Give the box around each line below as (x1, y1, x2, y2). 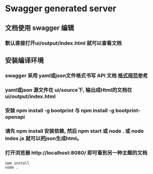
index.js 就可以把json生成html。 (5, 135, 82, 142)
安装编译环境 (5, 56, 44, 64)
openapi (5, 113, 25, 120)
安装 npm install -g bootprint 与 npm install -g (5, 107, 115, 114)
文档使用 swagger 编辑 (5, 24, 74, 32)
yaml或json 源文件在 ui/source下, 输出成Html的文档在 (5, 86, 132, 93)
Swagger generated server (5, 3, 116, 14)
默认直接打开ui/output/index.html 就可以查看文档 (5, 40, 122, 47)
